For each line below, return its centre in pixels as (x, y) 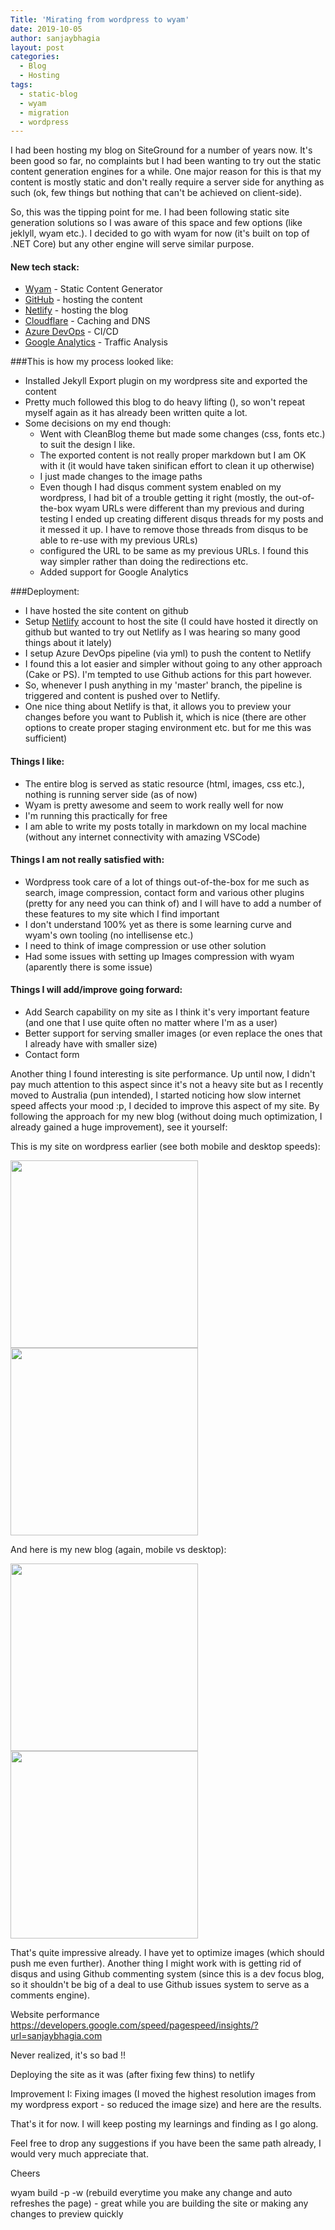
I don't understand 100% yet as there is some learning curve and (158, 924)
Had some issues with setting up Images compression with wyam (159, 956)
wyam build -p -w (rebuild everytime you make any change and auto (151, 2193)
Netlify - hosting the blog (76, 310)
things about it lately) (68, 643)
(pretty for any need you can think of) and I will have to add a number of (173, 903)
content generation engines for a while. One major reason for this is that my (166, 172)
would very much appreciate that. (79, 2154)
